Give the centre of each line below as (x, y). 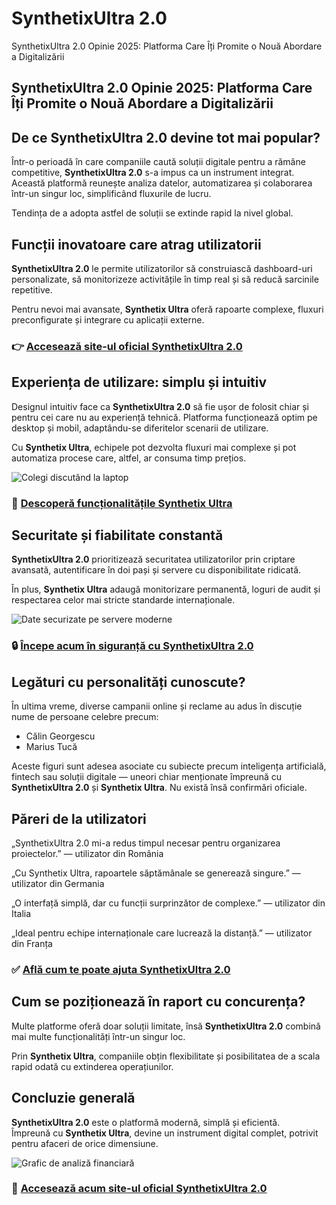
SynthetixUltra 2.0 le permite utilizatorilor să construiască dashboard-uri (162, 268)
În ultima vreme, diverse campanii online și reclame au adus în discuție (157, 706)
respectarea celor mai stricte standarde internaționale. (123, 600)
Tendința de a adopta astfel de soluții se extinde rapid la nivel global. (152, 213)
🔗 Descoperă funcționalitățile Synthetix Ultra (122, 503)
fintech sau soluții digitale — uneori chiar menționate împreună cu (147, 777)
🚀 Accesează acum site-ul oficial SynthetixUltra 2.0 (139, 1189)
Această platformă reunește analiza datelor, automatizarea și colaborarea (162, 183)
